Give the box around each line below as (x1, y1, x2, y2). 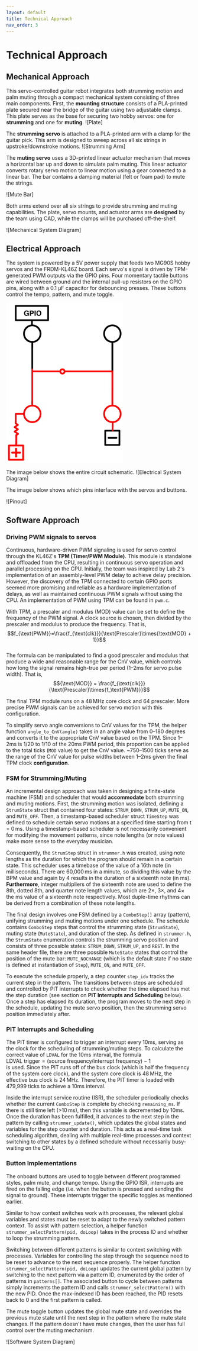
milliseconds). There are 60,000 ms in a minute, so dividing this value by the (6, 868, 191, 875)
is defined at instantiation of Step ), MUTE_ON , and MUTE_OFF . (6, 962, 146, 969)
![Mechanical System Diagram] (6, 227, 82, 234)
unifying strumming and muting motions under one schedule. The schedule (6, 917, 190, 924)
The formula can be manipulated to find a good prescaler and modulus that (6, 652, 189, 659)
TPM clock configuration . (6, 759, 70, 766)
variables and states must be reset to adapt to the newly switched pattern (6, 1215, 186, 1223)
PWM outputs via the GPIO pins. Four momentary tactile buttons (32, 272, 189, 279)
